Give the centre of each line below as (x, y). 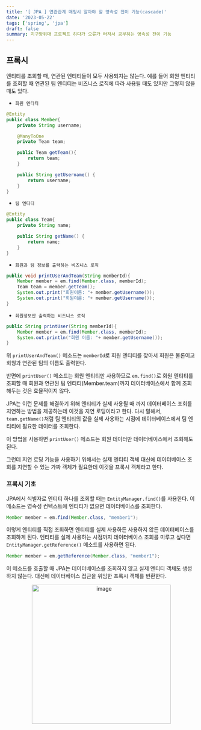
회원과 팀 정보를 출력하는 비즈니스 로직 (57, 265)
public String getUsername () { (56, 175)
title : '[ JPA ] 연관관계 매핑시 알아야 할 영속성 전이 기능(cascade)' (87, 12)
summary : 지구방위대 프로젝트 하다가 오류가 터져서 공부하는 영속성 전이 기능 (89, 34)
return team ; (44, 158)
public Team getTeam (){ (47, 153)
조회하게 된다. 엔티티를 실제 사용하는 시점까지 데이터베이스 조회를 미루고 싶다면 (99, 537)
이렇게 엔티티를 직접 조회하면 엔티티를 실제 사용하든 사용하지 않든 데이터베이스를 (100, 530)
